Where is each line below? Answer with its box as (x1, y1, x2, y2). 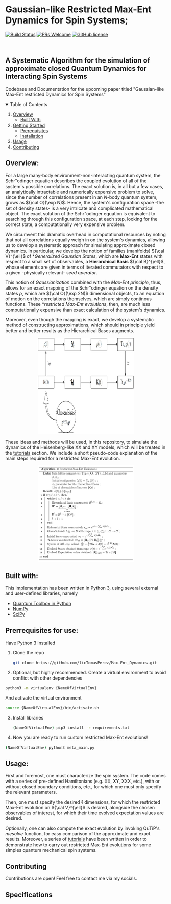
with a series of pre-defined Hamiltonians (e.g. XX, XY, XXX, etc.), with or (5, 778, 160, 785)
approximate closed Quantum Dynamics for (5, 64, 147, 73)
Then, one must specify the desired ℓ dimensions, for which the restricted (5, 799, 161, 805)
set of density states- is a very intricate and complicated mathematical (5, 205, 154, 211)
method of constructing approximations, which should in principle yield (5, 322, 155, 328)
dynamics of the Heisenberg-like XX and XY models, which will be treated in (5, 444, 166, 450)
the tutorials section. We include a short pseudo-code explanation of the (5, 449, 158, 456)
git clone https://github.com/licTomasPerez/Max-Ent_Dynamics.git (12, 660, 157, 666)
